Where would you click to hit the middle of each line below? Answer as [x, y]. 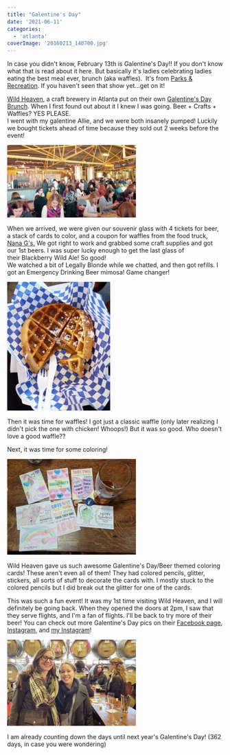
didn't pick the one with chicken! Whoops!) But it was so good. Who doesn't [114, 429]
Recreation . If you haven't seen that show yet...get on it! [86, 86]
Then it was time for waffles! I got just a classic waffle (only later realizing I [113, 421]
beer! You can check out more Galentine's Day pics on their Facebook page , [115, 623]
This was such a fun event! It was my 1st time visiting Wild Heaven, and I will [115, 601]
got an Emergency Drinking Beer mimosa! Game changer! [89, 272]
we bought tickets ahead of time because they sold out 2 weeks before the [113, 128]
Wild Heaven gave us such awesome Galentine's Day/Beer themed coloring [114, 566]
